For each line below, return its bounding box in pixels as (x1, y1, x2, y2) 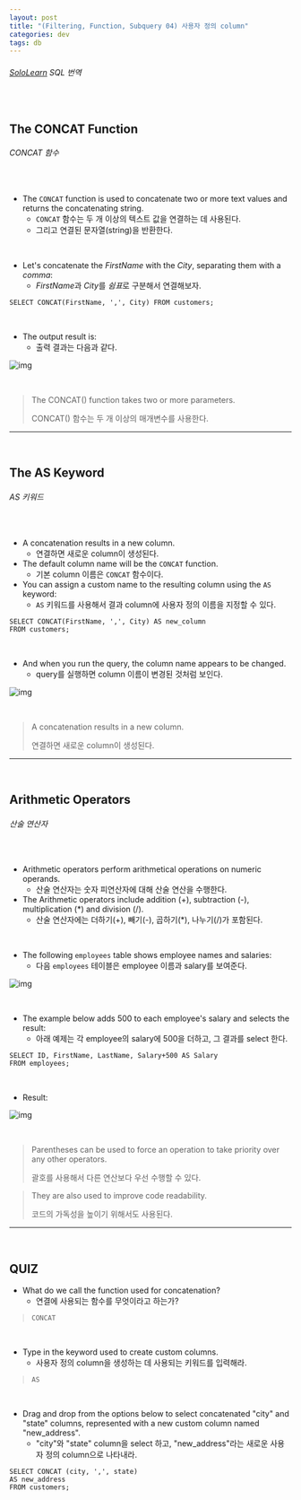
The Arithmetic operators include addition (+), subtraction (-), (21, 894, 250, 905)
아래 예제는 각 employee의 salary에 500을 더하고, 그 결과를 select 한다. (35, 1033, 288, 1044)
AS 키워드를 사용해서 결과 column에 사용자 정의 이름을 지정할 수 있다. (35, 598, 276, 610)
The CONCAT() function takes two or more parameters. (30, 395, 236, 406)
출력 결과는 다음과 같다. (35, 342, 118, 353)
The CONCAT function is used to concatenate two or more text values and (21, 194, 288, 205)
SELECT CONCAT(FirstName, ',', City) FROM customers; (9, 298, 215, 308)
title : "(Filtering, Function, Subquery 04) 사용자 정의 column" (9, 22, 249, 31)
